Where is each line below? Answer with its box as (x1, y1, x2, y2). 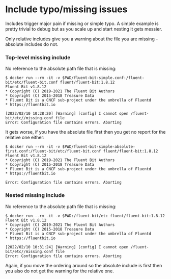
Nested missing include (5, 192, 65, 199)
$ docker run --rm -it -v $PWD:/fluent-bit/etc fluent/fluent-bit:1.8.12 (5, 213, 165, 218)
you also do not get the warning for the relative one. (5, 268, 115, 274)
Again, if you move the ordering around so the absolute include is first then (5, 262, 162, 268)
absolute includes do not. (5, 41, 59, 47)
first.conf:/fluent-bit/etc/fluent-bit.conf (5, 149, 101, 154)
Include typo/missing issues (5, 4, 128, 15)
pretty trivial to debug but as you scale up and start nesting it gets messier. (5, 26, 162, 32)
